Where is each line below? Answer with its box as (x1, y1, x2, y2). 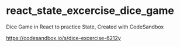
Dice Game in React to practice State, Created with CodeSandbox (6, 23, 164, 30)
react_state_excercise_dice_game (6, 4, 174, 17)
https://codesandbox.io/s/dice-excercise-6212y (6, 34, 121, 41)
